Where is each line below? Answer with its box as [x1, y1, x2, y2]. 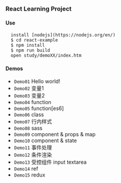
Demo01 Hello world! [13, 78, 61, 85]
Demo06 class [13, 111, 44, 118]
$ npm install [11, 43, 45, 49]
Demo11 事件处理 [13, 144, 52, 151]
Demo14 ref [13, 165, 39, 172]
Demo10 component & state [13, 137, 77, 144]
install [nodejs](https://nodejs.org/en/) [11, 32, 116, 38]
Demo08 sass [13, 125, 43, 132]
